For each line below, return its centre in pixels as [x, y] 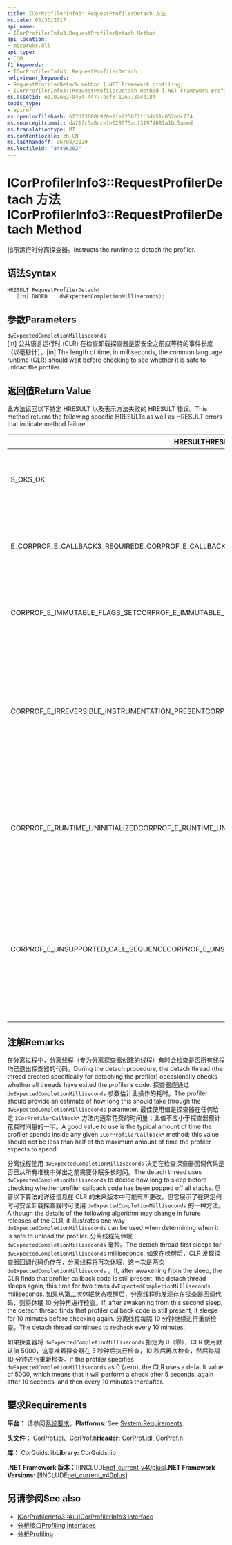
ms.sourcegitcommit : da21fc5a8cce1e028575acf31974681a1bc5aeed [100, 123]
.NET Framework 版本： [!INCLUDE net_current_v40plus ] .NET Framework [111, 1467]
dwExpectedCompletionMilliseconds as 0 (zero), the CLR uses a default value [115, 1366]
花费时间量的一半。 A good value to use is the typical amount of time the [109, 1126]
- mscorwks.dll [29, 46]
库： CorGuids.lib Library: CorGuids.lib [61, 1452]
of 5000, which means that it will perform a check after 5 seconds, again [110, 1374]
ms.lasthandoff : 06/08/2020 [48, 143]
